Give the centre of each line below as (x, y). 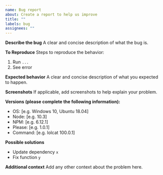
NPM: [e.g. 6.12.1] (30, 122)
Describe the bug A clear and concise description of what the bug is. (77, 42)
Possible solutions (25, 142)
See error (22, 67)
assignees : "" (20, 28)
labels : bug (18, 24)
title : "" (16, 19)
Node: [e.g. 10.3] (30, 117)
